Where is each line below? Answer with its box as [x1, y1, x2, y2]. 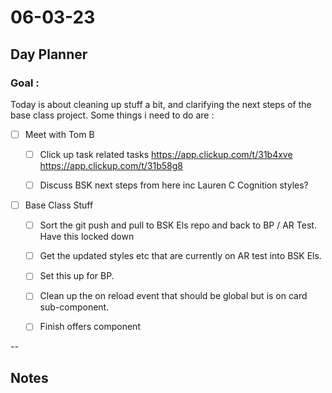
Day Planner [10, 46, 88, 63]
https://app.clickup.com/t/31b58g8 [39, 160, 183, 171]
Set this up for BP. [39, 270, 115, 282]
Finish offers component [39, 321, 141, 333]
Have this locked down [39, 231, 135, 243]
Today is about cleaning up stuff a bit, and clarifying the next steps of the [10, 98, 312, 110]
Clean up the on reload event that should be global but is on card [39, 290, 308, 302]
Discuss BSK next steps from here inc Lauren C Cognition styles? [39, 179, 309, 191]
